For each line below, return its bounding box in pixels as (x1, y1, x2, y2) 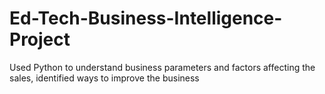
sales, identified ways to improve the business (9, 72, 200, 84)
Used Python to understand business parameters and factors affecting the (9, 61, 316, 73)
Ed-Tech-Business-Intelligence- (9, 7, 283, 30)
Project (9, 28, 71, 51)
